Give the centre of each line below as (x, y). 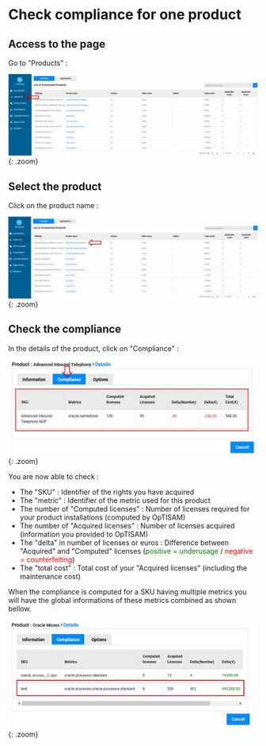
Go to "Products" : (38, 63)
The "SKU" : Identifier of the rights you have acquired (107, 492)
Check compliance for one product (125, 15)
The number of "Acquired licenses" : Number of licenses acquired (127, 525)
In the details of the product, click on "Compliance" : (94, 348)
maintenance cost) (50, 576)
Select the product (55, 186)
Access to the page (57, 44)
